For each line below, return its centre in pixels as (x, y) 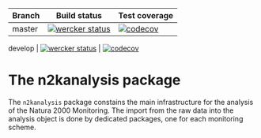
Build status (79, 15)
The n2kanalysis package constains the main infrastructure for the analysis (131, 102)
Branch (26, 15)
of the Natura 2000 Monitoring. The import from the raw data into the (121, 110)
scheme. (23, 127)
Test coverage (146, 15)
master (25, 29)
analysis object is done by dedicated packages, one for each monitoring (126, 118)
